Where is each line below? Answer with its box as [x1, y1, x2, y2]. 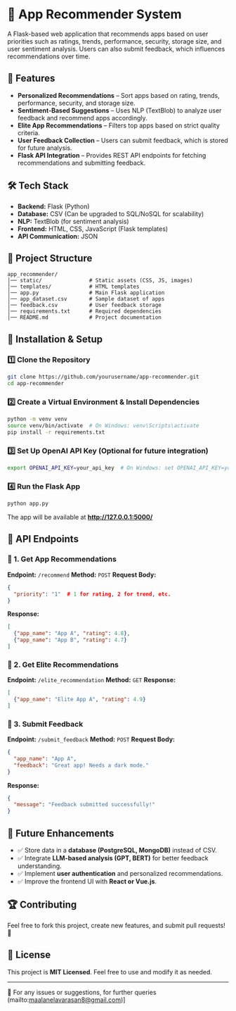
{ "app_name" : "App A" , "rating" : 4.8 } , [13, 630, 131, 637]
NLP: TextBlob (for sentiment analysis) [17, 217, 129, 225]
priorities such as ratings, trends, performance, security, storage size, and [7, 37, 222, 45]
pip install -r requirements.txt [7, 429, 105, 436]
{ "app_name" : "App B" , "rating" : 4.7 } [13, 636, 128, 643]
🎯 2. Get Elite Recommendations [7, 660, 119, 670]
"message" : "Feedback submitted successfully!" [13, 801, 156, 808]
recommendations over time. [7, 52, 91, 61]
